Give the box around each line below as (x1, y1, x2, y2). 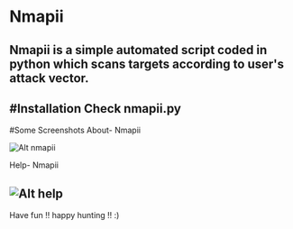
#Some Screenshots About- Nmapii (9, 124, 142, 136)
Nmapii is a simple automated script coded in (9, 42, 268, 58)
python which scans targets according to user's (9, 56, 285, 71)
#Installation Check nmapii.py (9, 101, 182, 116)
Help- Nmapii (9, 160, 59, 170)
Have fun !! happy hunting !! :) (9, 210, 120, 221)
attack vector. (9, 70, 89, 86)
